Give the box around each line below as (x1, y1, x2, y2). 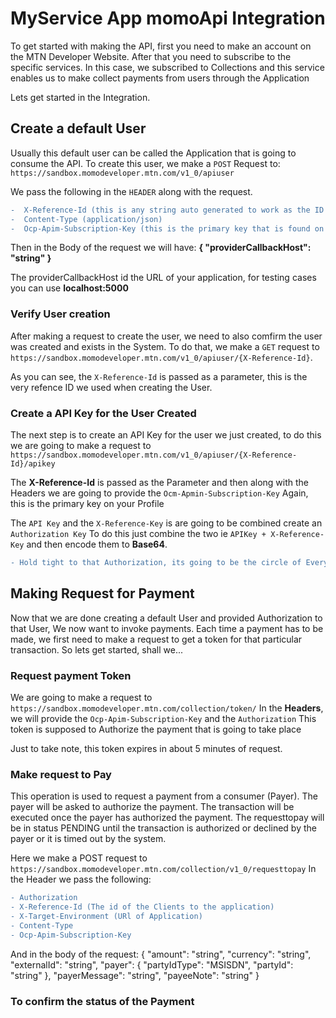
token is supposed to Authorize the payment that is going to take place (10, 723, 302, 735)
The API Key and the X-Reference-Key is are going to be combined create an (10, 517, 323, 529)
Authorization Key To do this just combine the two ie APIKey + (10, 527, 267, 539)
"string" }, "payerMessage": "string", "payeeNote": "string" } (10, 969, 260, 981)
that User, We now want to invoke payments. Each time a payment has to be (10, 622, 324, 634)
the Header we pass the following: (10, 873, 152, 886)
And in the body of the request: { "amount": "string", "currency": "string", (10, 948, 312, 960)
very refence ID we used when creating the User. (10, 381, 213, 393)
